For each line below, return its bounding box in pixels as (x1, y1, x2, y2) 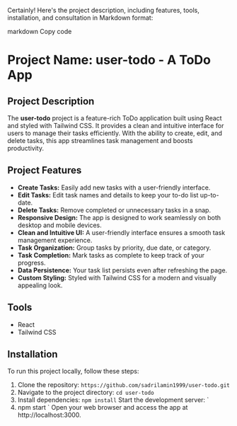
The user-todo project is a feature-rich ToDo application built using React (7, 114, 222, 122)
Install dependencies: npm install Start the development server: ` (17, 396, 209, 404)
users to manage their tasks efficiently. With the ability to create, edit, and (7, 129, 223, 137)
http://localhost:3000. (17, 410, 81, 420)
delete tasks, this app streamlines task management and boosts (7, 137, 193, 144)
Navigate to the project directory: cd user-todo (17, 388, 154, 397)
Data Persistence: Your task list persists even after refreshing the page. (17, 265, 228, 275)
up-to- (200, 190, 219, 199)
